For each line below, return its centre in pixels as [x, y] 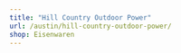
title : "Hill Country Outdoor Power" [81, 18]
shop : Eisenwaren [42, 34]
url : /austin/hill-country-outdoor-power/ [90, 26]
